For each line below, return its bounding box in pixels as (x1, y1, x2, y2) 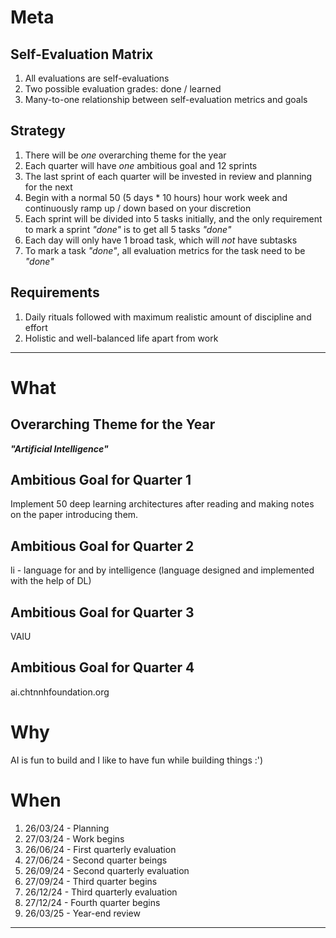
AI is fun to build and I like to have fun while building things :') (10, 754, 264, 766)
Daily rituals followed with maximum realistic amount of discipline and (24, 311, 312, 323)
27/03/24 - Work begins (24, 832, 125, 845)
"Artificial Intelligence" (10, 442, 109, 455)
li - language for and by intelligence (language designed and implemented (10, 564, 315, 576)
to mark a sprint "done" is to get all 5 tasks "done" (24, 223, 232, 235)
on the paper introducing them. (10, 509, 139, 521)
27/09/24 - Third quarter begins (24, 875, 158, 887)
